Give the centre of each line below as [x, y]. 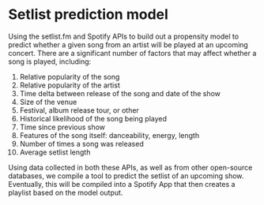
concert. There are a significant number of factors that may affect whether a [132, 53]
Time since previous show [62, 127]
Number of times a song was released [81, 143]
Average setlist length [55, 152]
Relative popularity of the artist [70, 85]
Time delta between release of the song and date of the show [120, 93]
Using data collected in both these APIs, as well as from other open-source [130, 167]
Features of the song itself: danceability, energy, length [109, 135]
